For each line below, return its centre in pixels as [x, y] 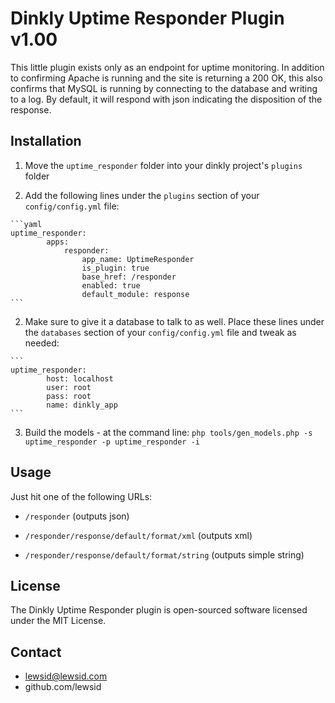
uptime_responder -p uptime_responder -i [112, 442]
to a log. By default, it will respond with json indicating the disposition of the [166, 99]
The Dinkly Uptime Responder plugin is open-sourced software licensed [159, 610]
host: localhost [80, 378]
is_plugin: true [115, 268]
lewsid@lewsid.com [66, 676]
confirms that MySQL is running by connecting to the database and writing [164, 88]
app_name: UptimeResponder [138, 259]
